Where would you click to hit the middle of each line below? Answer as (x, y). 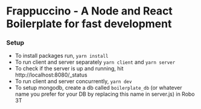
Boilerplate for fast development (89, 24)
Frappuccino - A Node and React (90, 11)
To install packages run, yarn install (62, 56)
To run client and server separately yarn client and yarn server (95, 62)
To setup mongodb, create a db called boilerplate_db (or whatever (98, 88)
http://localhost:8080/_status (51, 75)
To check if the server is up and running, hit (69, 69)
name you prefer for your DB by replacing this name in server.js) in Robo (105, 94)
